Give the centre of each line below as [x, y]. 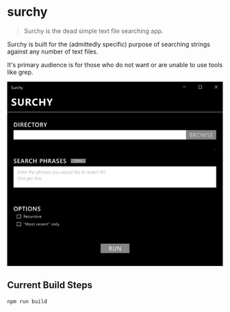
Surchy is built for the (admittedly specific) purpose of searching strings [109, 44]
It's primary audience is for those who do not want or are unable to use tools [115, 64]
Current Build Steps [50, 285]
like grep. [20, 72]
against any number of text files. [53, 51]
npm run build [27, 302]
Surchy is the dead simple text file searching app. [93, 31]
